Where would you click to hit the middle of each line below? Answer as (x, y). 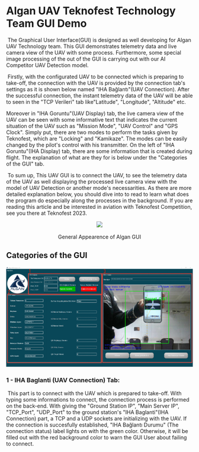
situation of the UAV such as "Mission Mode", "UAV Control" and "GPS (92, 126)
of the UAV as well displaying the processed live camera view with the (92, 182)
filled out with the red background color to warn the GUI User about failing (97, 437)
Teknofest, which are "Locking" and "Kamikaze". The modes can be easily (97, 138)
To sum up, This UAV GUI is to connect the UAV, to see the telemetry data (97, 175)
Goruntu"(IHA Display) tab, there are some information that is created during (99, 151)
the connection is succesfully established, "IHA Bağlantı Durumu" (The (92, 425)
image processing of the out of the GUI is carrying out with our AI (86, 59)
